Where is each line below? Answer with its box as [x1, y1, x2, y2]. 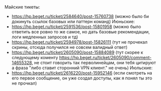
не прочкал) [11, 80, 37, 86]
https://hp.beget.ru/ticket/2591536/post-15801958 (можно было [11, 24, 142, 30]
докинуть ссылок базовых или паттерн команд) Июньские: [11, 19, 135, 24]
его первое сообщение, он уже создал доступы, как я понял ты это [11, 75, 153, 81]
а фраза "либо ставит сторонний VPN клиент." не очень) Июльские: [11, 65, 153, 71]
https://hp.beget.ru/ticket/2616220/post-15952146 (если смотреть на [11, 70, 152, 76]
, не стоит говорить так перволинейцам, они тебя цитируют [32, 60, 156, 65]
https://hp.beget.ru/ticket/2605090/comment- [59, 55, 152, 60]
